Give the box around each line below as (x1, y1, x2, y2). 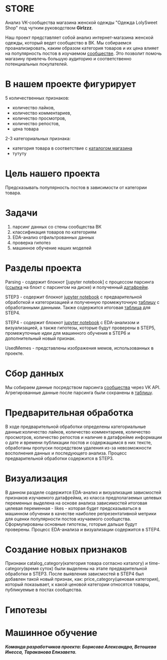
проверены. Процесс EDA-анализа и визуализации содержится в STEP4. (5, 526, 161, 532)
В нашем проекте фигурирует (5, 78, 136, 90)
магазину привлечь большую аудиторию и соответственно (5, 55, 132, 61)
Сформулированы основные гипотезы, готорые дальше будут (5, 521, 137, 527)
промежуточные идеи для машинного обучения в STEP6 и (5, 330, 131, 336)
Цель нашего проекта (5, 168, 100, 180)
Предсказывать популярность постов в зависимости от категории (5, 184, 147, 190)
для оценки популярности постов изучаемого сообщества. (5, 516, 131, 522)
